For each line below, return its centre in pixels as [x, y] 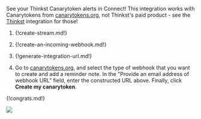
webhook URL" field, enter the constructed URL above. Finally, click [98, 80]
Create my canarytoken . [46, 87]
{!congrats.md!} [26, 98]
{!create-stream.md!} [41, 33]
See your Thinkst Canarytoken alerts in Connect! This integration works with [100, 9]
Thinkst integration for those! [42, 21]
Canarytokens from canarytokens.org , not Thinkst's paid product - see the [98, 15]
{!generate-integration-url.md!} [53, 56]
